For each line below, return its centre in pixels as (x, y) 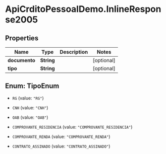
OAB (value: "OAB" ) (30, 117)
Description (74, 52)
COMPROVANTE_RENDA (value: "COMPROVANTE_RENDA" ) (61, 136)
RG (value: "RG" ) (28, 98)
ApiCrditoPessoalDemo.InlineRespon (83, 9)
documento (22, 60)
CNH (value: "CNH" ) (30, 107)
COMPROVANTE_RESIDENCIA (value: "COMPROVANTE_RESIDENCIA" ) (72, 127)
